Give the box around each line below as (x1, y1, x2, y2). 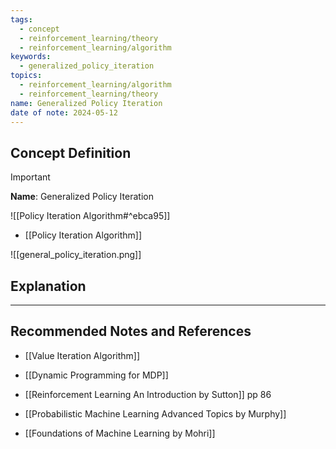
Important (10, 171, 51, 183)
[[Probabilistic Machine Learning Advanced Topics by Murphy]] (24, 407, 287, 420)
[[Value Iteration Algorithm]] (24, 349, 141, 361)
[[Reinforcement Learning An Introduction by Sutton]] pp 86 (24, 388, 272, 400)
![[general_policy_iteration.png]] (10, 249, 142, 261)
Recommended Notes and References (10, 323, 252, 340)
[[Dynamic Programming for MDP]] (24, 369, 169, 381)
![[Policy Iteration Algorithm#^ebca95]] (10, 210, 171, 222)
